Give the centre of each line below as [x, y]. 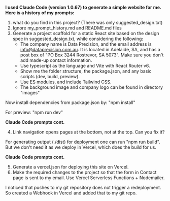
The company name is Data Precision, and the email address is [86, 44]
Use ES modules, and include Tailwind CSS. [66, 82]
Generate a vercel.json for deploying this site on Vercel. [71, 167]
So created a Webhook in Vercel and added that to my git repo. [71, 193]
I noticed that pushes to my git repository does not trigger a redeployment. [83, 188]
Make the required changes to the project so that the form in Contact [84, 172]
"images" [30, 93]
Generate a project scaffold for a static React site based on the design [86, 33]
